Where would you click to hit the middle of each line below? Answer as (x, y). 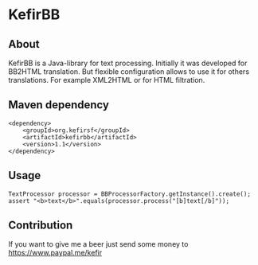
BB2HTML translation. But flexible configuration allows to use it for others (129, 72)
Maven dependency (59, 105)
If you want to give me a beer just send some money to (98, 244)
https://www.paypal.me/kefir (55, 253)
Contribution (41, 226)
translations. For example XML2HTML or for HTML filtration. (107, 80)
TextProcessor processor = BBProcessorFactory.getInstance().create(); (129, 194)
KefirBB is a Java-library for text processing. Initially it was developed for (128, 63)
